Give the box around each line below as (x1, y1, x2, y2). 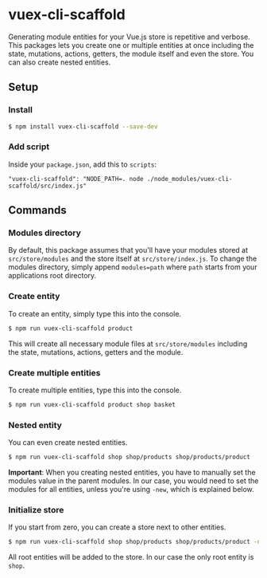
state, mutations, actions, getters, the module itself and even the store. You (8, 49, 254, 58)
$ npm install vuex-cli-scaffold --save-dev (8, 122, 158, 131)
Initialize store (8, 504, 64, 515)
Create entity (8, 291, 60, 302)
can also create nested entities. (8, 57, 111, 67)
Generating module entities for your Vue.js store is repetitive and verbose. (8, 32, 250, 41)
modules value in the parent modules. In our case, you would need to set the (8, 476, 259, 486)
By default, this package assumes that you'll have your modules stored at (8, 246, 249, 255)
